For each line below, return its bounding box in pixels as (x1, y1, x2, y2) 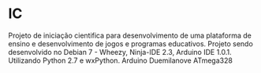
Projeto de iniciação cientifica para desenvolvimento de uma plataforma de (8, 31, 252, 40)
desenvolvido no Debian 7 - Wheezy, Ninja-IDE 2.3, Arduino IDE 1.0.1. (8, 47, 233, 57)
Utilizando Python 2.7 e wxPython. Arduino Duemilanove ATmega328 (8, 56, 233, 65)
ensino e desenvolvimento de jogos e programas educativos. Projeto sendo (8, 38, 254, 48)
